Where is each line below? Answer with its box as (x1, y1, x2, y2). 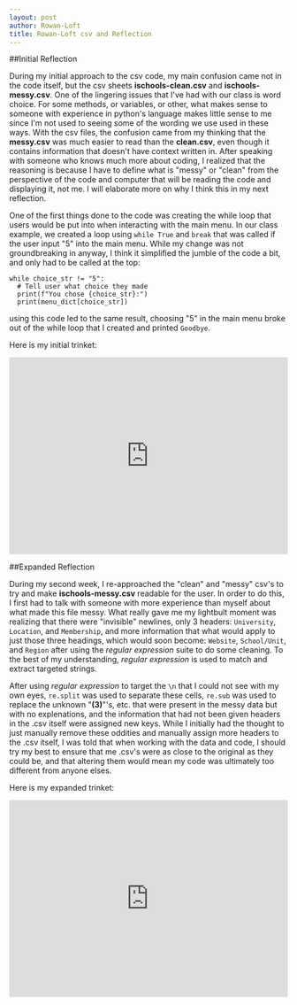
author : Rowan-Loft (9, 21, 81, 30)
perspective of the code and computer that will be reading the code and (9, 174, 271, 185)
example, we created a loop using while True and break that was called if (9, 229, 276, 240)
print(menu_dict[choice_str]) (17, 298, 128, 306)
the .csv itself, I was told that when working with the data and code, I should (9, 737, 286, 748)
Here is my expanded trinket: (9, 783, 115, 793)
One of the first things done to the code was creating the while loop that (9, 210, 272, 221)
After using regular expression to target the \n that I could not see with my (9, 681, 279, 692)
